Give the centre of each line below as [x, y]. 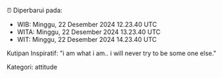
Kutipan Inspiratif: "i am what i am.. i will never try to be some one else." [111, 53]
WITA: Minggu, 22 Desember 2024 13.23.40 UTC [89, 32]
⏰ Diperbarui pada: [35, 10]
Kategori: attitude [32, 67]
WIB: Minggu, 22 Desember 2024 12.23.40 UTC [87, 24]
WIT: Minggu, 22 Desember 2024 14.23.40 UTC [87, 39]
